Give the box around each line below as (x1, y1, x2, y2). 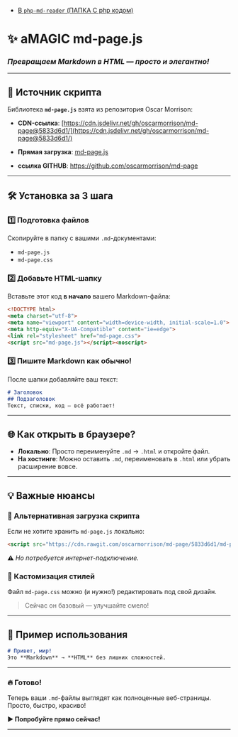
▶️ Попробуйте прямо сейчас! (7, 714, 101, 723)
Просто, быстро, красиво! (7, 701, 86, 709)
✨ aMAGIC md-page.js (7, 31, 143, 47)
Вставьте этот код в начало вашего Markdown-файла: (7, 292, 171, 301)
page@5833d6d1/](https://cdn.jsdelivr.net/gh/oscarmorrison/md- (17, 127, 210, 135)
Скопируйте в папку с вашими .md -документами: (7, 234, 157, 242)
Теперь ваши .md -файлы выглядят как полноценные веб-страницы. (7, 693, 212, 702)
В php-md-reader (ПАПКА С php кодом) (17, 6, 134, 14)
